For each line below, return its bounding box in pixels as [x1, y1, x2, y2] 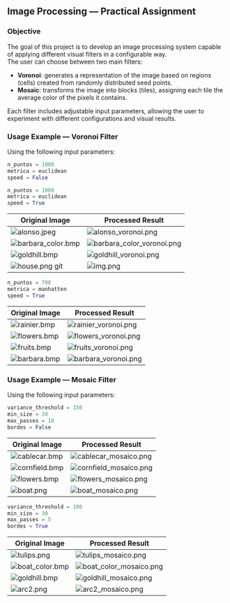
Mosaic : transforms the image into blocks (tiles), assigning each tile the [17, 85, 224, 94]
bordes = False [7, 423, 52, 431]
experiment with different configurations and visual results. [7, 114, 176, 122]
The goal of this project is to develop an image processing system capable [7, 42, 222, 51]
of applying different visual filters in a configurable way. [7, 50, 167, 58]
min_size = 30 [7, 510, 49, 517]
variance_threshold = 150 [7, 404, 82, 411]
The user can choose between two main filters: [7, 57, 143, 66]
